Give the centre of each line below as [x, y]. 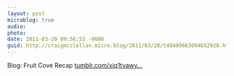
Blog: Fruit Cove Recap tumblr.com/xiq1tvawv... [75, 65]
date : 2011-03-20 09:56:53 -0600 [56, 39]
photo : [17, 33]
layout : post [26, 13]
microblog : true [31, 20]
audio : [17, 26]
